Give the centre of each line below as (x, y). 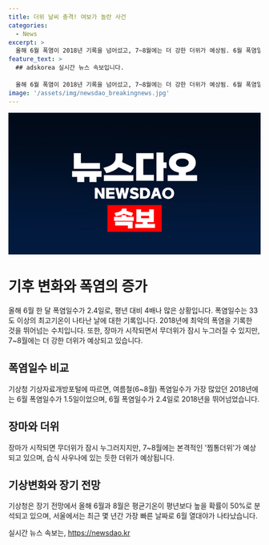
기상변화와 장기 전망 (54, 485)
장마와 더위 (34, 427)
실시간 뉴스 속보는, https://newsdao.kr (69, 533)
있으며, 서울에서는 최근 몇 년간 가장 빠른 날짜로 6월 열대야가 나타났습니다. (143, 516)
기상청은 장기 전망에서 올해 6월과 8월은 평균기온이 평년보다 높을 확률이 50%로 (130, 506)
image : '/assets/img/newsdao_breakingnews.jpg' (89, 93)
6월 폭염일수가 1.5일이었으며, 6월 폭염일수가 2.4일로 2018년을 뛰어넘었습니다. (138, 399)
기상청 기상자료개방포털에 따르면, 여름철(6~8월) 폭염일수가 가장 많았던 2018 (127, 389)
